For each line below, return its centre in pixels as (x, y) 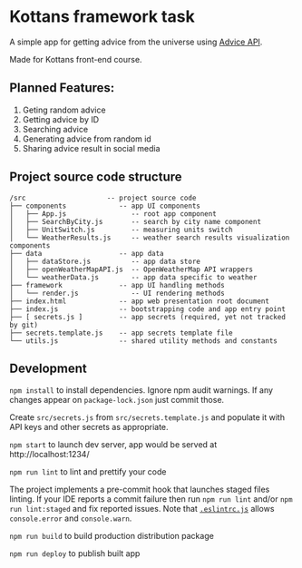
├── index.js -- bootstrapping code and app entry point (147, 309)
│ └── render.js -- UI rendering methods (117, 293)
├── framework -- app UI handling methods (117, 285)
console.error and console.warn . (71, 518)
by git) (24, 325)
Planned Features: (62, 88)
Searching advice (55, 129)
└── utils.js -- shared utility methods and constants (144, 341)
